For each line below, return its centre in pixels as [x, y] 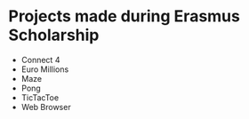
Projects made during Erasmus [124, 16]
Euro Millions [45, 69]
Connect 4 [40, 59]
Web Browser [46, 107]
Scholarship [54, 35]
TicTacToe [40, 97]
